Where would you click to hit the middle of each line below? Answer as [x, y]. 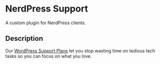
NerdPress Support [47, 9]
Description [24, 39]
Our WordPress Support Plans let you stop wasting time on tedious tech [80, 50]
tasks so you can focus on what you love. [49, 56]
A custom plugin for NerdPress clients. [46, 23]
